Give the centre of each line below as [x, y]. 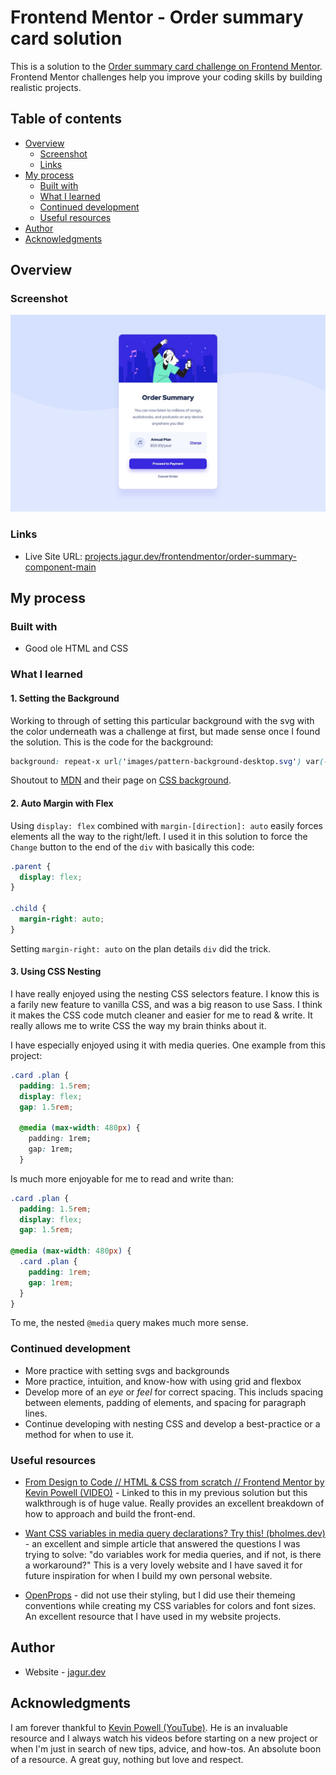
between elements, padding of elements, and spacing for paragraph [165, 1402]
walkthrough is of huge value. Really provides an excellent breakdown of [174, 1503]
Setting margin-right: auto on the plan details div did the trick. [141, 948]
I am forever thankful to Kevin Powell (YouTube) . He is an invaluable [149, 1727]
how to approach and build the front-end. [110, 1514]
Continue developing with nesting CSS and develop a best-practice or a [172, 1423]
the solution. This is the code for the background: [112, 742]
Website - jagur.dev [65, 1672]
